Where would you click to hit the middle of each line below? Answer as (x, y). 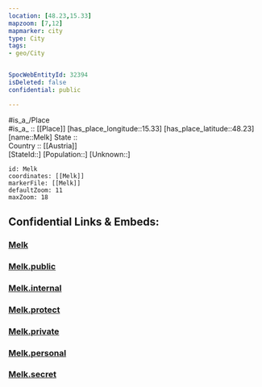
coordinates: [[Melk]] (46, 176)
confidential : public (45, 89)
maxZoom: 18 (28, 197)
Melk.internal (35, 288)
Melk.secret (32, 374)
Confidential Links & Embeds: (84, 222)
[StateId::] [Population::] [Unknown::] (69, 154)
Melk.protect (34, 310)
